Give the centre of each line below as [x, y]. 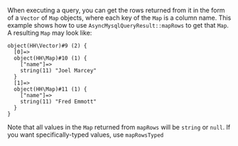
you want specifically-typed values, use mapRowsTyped [86, 135]
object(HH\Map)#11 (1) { [50, 89]
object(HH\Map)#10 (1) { [50, 58]
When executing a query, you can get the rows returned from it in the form [116, 10]
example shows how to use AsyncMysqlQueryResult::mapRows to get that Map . [118, 25]
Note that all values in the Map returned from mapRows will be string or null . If [119, 127]
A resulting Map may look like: [50, 33]
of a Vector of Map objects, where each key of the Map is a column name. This [119, 18]
